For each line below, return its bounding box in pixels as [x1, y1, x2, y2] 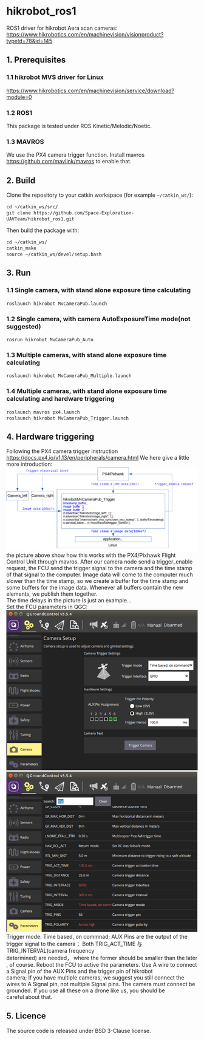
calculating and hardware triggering [6, 395, 115, 403]
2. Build [6, 175, 36, 186]
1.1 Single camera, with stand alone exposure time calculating [6, 286, 191, 295]
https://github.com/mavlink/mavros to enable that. [6, 158, 132, 165]
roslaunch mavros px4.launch [6, 409, 80, 415]
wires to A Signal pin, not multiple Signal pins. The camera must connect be [6, 980, 195, 987]
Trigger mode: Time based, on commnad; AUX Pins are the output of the [6, 933, 188, 940]
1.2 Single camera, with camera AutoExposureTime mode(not [6, 315, 191, 323]
